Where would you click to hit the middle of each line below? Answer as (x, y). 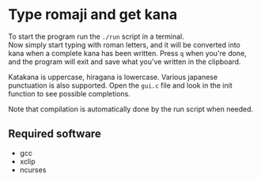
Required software (55, 134)
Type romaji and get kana (93, 15)
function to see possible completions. (69, 93)
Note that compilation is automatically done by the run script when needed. (131, 109)
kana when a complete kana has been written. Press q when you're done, (127, 53)
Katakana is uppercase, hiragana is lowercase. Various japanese (113, 77)
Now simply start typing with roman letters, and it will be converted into (125, 44)
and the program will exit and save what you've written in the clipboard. (125, 62)
